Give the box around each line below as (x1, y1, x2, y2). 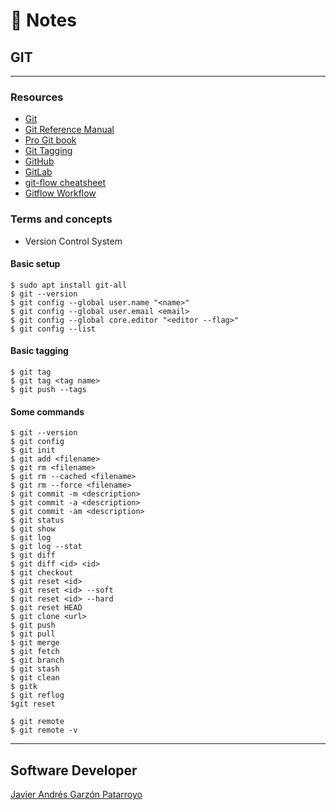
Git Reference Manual (24, 124, 115, 136)
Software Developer (10, 762, 138, 779)
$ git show (10, 524, 56, 534)
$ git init (10, 445, 56, 456)
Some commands (10, 405, 85, 418)
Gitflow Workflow (24, 187, 97, 199)
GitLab (24, 166, 53, 178)
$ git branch (10, 655, 65, 666)
